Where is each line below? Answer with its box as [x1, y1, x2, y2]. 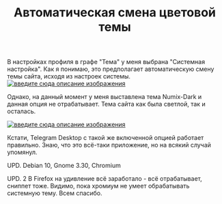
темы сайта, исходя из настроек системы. [7, 72, 131, 81]
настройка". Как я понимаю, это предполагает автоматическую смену [7, 65, 214, 73]
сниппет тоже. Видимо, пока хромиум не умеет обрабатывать [7, 182, 190, 190]
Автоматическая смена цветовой [13, 5, 217, 20]
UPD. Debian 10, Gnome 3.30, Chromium [7, 162, 121, 170]
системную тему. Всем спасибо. [7, 189, 102, 197]
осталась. [7, 107, 36, 115]
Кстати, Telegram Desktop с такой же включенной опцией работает [7, 134, 204, 142]
